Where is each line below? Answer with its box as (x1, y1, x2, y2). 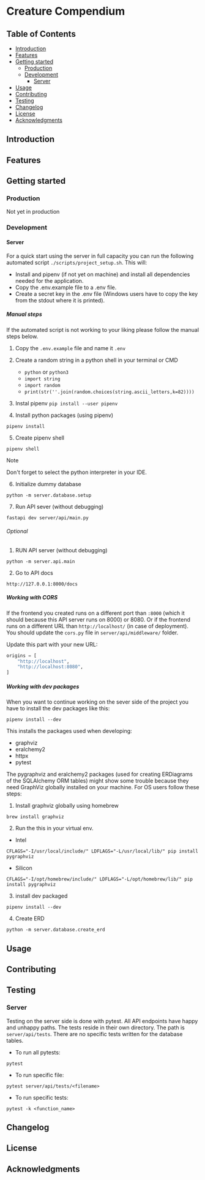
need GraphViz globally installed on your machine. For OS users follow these (6, 784, 199, 791)
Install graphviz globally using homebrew (15, 802, 119, 810)
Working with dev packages (6, 683, 80, 690)
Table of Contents (6, 29, 76, 39)
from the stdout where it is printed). (15, 296, 105, 304)
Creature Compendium (6, 4, 125, 18)
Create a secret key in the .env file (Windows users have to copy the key (15, 290, 198, 298)
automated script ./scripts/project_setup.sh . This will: (6, 258, 147, 266)
